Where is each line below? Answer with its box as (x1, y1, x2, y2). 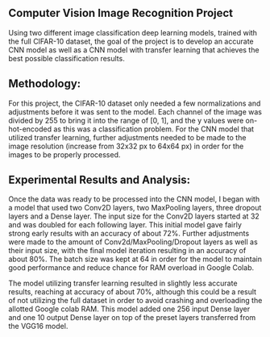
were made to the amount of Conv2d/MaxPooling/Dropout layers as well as (8, 237, 258, 247)
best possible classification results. (8, 53, 125, 63)
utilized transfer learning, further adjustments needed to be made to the (8, 132, 247, 142)
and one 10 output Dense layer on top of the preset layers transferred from (8, 313, 256, 322)
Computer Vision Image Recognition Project (8, 6, 234, 20)
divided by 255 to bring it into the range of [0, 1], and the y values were (8, 115, 244, 125)
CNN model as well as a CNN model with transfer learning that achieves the (8, 44, 260, 55)
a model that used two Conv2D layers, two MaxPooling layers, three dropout (8, 203, 262, 213)
